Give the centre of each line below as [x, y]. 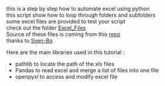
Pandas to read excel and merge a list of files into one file [87, 70]
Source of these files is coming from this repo [63, 34]
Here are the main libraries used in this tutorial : [66, 52]
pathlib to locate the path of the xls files [65, 64]
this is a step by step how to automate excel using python [78, 9]
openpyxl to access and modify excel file [66, 77]
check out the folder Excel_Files [46, 28]
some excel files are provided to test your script [66, 21]
